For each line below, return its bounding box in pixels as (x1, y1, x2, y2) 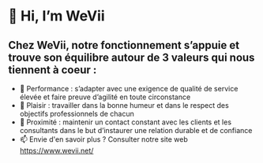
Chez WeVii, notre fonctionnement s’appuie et (8, 39, 239, 52)
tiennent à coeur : (8, 63, 97, 76)
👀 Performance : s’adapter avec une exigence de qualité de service (19, 84, 239, 93)
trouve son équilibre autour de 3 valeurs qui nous (8, 50, 255, 64)
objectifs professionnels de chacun (19, 109, 134, 118)
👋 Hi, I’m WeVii (8, 7, 105, 25)
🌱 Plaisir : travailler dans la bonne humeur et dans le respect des (19, 101, 229, 109)
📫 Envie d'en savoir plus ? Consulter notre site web (19, 135, 188, 144)
